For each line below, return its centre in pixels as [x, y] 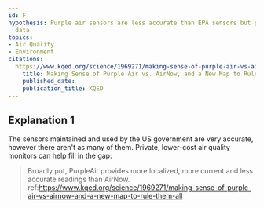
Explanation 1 [41, 120]
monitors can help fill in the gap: [60, 156]
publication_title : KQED [63, 88]
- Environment [31, 52]
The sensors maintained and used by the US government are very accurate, [131, 139]
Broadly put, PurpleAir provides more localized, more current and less [140, 171]
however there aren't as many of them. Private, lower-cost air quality [119, 148]
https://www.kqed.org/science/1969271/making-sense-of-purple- [145, 188]
